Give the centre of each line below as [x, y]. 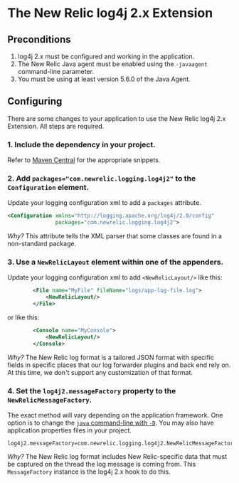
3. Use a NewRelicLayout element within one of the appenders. [116, 262]
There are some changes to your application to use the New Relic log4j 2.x [117, 118]
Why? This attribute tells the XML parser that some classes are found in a [115, 236]
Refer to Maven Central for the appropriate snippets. [84, 160]
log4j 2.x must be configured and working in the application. [106, 56]
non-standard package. [42, 244]
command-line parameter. [56, 71]
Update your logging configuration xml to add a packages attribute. [104, 203]
